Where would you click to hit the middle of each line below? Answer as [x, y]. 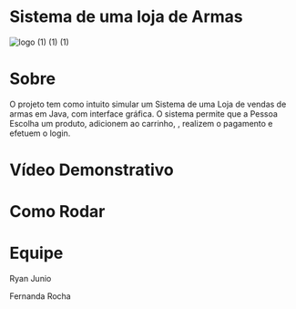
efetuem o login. [40, 133]
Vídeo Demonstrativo [92, 170]
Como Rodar [57, 212]
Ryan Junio [31, 279]
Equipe [36, 253]
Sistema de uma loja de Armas [126, 17]
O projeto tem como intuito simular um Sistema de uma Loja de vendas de [148, 104]
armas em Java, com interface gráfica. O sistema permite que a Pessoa [143, 113]
